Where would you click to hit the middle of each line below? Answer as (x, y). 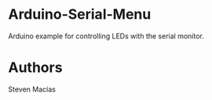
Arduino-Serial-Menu (80, 14)
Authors (35, 68)
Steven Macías (32, 89)
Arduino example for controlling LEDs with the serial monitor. (106, 36)
